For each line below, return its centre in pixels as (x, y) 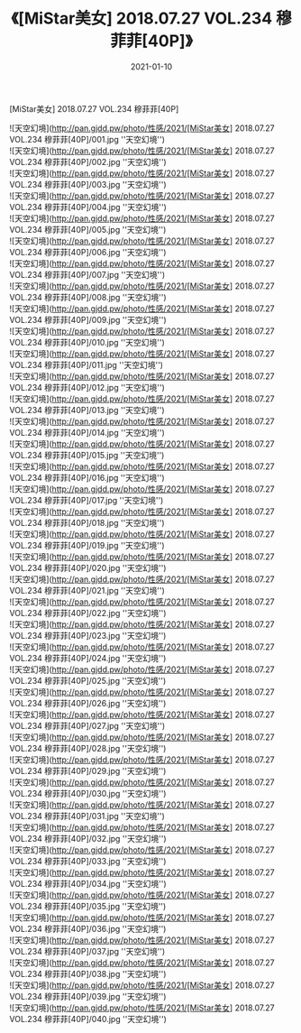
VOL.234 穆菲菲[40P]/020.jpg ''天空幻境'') (88, 567)
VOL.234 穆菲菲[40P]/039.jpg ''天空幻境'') (88, 996)
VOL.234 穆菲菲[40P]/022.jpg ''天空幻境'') (88, 613)
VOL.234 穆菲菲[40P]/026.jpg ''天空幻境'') (88, 703)
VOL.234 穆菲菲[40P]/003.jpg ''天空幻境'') (88, 184)
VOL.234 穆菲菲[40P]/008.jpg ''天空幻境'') (88, 297)
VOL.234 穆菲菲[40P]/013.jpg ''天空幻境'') (87, 410)
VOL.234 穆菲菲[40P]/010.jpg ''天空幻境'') (87, 342)
